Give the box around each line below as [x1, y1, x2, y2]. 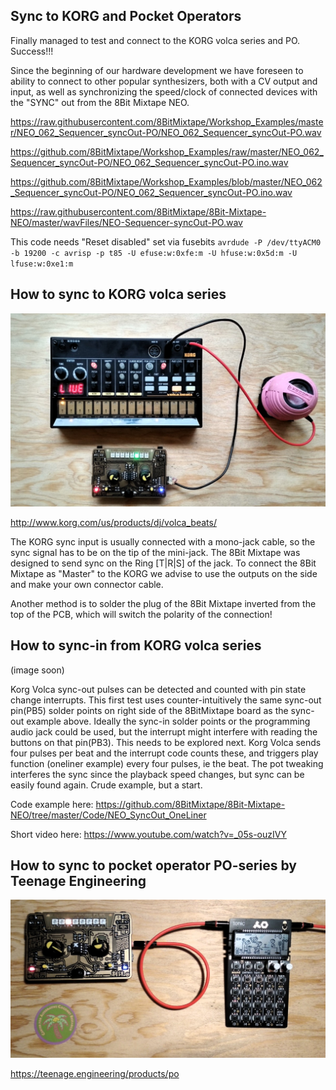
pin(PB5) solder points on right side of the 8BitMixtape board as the [10, 704, 289, 716]
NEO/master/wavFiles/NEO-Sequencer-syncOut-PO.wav [10, 216, 243, 228]
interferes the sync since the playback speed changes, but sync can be [10, 768, 305, 780]
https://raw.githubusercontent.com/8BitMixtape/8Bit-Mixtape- [10, 205, 267, 218]
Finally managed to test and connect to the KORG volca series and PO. [10, 34, 301, 46]
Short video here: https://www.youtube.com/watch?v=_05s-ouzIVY [10, 828, 287, 840]
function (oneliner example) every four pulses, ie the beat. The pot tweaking [10, 757, 324, 769]
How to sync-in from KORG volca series [10, 637, 262, 654]
